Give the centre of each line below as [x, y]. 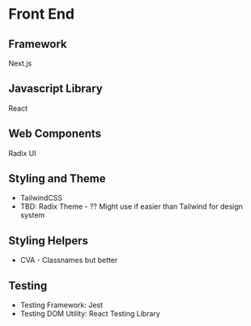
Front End [42, 14]
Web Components [55, 134]
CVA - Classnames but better [69, 260]
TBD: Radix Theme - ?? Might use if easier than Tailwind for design [131, 206]
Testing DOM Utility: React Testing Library [90, 314]
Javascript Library [55, 89]
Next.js [20, 63]
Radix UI [22, 153]
